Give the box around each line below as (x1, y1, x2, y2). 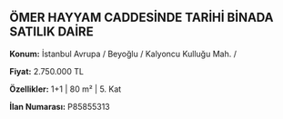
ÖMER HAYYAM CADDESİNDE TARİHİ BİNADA (9, 10, 275, 25)
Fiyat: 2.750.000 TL (9, 65, 85, 76)
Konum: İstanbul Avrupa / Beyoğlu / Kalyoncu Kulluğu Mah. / (9, 48, 237, 59)
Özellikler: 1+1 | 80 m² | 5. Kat (9, 84, 122, 94)
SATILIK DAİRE (9, 25, 94, 40)
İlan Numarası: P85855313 (9, 101, 111, 112)
